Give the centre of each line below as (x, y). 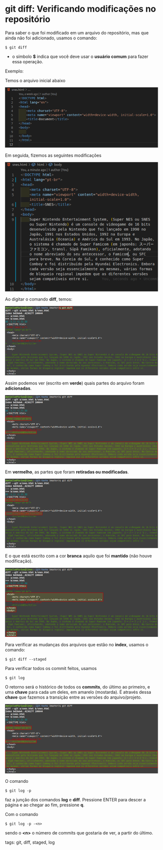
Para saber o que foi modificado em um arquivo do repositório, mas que (77, 33)
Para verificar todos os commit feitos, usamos (51, 669)
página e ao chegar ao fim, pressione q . (45, 805)
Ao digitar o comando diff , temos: (39, 299)
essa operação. (28, 61)
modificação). (19, 561)
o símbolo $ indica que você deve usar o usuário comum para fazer (80, 56)
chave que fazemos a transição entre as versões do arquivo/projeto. (73, 697)
